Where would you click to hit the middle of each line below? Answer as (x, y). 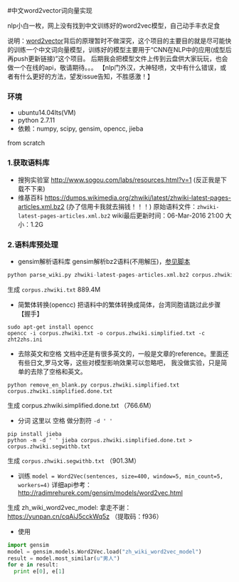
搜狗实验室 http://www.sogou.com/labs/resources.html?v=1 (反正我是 (119, 180)
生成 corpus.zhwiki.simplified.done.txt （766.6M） (81, 405)
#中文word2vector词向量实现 (50, 10)
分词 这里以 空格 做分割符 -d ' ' (65, 420)
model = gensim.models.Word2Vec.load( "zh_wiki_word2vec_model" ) (105, 551)
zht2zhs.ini (25, 339)
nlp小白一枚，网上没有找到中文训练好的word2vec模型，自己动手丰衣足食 (114, 26)
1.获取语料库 (28, 163)
